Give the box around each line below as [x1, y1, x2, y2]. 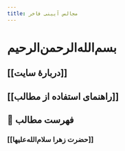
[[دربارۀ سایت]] [7, 67, 67, 79]
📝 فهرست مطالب [7, 114, 74, 125]
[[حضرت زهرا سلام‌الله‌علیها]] [7, 134, 94, 144]
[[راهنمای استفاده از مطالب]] [7, 90, 119, 102]
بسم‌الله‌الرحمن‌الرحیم [7, 39, 117, 55]
